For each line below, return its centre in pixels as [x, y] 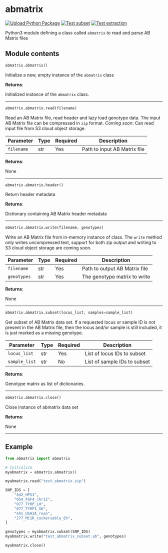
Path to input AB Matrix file [113, 149]
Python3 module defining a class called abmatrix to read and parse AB [78, 32]
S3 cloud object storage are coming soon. [48, 248]
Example [19, 447]
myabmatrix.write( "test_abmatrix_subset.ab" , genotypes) [66, 536]
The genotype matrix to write [116, 277]
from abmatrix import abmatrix [38, 458]
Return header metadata [30, 194]
